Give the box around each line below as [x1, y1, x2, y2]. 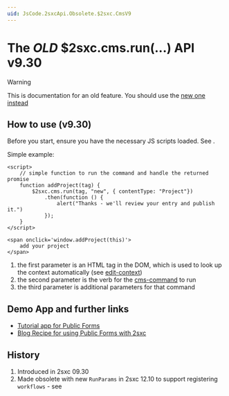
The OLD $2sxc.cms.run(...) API [7, 40, 195, 55]
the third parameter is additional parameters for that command [17, 283, 196, 291]
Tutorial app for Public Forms [17, 322, 100, 330]
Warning [7, 78, 31, 86]
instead [7, 98, 29, 107]
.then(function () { [44, 194, 104, 201]
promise [7, 176, 30, 183]
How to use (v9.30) [7, 119, 92, 130]
